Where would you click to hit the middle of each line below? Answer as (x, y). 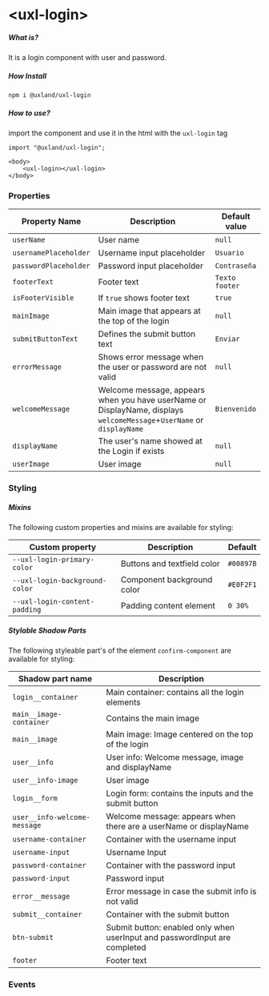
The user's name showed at (150, 441)
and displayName (139, 768)
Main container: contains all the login (175, 693)
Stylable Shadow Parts (47, 630)
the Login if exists (131, 452)
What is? (23, 37)
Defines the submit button (147, 334)
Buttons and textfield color (170, 564)
